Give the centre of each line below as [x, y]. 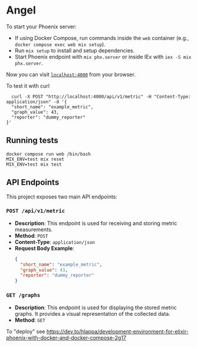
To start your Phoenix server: [41, 27]
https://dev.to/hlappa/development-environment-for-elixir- [117, 331]
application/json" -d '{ [37, 102]
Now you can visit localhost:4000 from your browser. [71, 74]
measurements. [34, 229]
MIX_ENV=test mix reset [35, 159]
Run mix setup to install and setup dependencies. [75, 50]
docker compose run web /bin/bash [49, 154]
